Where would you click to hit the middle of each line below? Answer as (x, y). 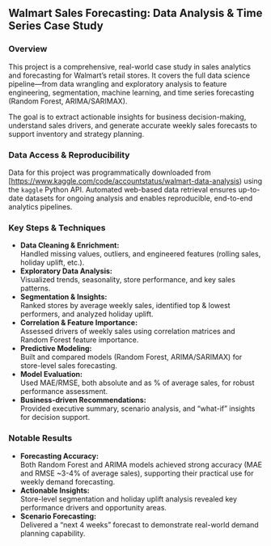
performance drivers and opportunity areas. (93, 507)
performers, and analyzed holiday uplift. (87, 314)
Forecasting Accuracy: (59, 455)
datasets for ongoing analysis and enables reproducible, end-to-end (139, 198)
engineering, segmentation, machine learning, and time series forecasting (131, 92)
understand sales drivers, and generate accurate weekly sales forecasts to (133, 125)
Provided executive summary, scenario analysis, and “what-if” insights (138, 408)
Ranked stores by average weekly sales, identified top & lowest (125, 306)
